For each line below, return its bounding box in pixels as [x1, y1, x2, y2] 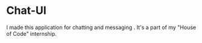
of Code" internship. [6, 30, 57, 37]
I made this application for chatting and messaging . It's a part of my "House [6, 24, 197, 31]
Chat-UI [6, 4, 47, 18]
